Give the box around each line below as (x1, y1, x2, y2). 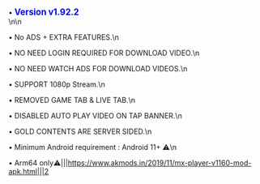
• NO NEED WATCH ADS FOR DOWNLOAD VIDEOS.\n (8, 64, 188, 73)
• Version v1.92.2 (8, 6, 79, 18)
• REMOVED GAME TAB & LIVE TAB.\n (8, 96, 136, 105)
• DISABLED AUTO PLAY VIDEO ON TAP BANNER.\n (8, 111, 182, 120)
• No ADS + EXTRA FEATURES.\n (8, 32, 119, 42)
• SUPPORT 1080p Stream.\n (8, 79, 105, 89)
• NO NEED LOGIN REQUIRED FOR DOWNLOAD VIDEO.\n (8, 48, 200, 58)
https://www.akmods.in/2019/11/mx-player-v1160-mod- (67, 158, 252, 168)
